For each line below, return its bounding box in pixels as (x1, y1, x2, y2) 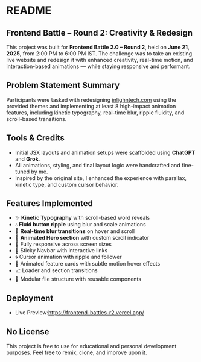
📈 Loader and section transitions (14, 267, 98, 274)
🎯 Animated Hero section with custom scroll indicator (14, 234, 150, 242)
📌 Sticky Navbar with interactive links (14, 247, 108, 254)
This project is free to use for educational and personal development (6, 343, 177, 350)
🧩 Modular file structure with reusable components (14, 275, 142, 283)
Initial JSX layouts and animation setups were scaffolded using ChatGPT (14, 149, 196, 156)
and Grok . (14, 155, 40, 163)
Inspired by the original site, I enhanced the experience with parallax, (14, 174, 187, 181)
